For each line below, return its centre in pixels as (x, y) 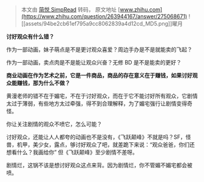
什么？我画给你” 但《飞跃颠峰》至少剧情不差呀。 (77, 152)
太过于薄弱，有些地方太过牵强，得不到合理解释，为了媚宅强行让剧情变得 (97, 103)
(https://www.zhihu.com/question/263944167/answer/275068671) (104, 16)
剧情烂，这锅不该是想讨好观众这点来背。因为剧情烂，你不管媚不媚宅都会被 (99, 165)
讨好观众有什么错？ (30, 37)
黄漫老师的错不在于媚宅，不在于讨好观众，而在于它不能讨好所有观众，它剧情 (102, 96)
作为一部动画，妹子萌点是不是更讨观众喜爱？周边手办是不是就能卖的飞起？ (99, 49)
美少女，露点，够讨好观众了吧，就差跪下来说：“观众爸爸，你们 (111, 145)
